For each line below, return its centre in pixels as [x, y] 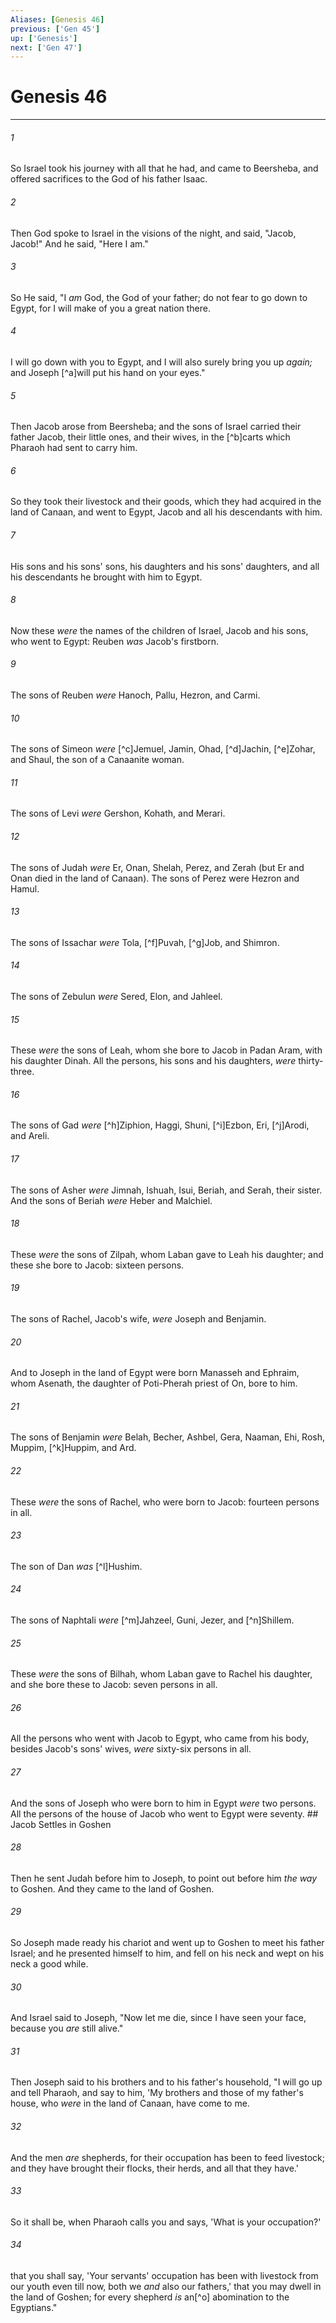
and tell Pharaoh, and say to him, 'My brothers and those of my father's [157, 2093]
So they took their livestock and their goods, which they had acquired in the [166, 502]
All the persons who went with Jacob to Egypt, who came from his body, [160, 1738]
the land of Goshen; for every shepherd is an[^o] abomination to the [150, 2297]
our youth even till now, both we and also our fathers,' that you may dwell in [166, 2287]
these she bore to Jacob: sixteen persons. [97, 1265]
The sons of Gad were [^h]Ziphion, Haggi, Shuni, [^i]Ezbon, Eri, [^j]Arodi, [160, 1125]
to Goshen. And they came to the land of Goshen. [112, 1888]
